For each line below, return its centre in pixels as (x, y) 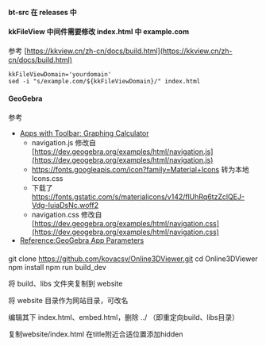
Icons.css (47, 178)
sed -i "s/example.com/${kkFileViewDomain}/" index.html (104, 81)
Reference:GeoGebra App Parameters (82, 240)
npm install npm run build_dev (58, 267)
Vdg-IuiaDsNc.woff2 (65, 205)
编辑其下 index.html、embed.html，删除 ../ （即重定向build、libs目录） (124, 317)
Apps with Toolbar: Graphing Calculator (84, 133)
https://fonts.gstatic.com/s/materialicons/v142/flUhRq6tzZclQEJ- (138, 197)
